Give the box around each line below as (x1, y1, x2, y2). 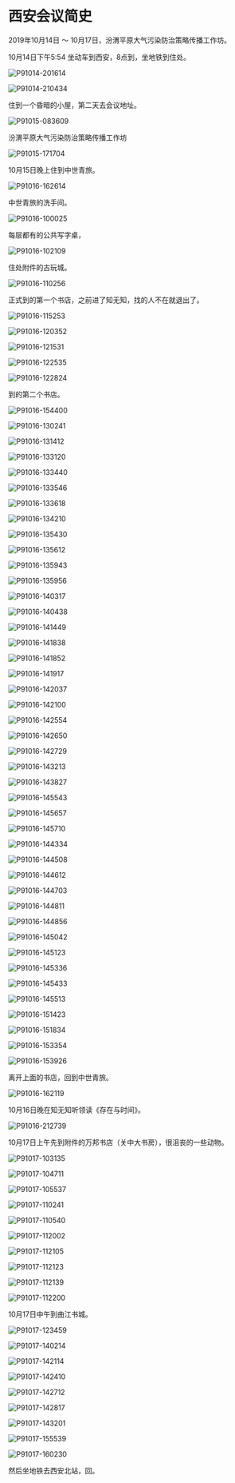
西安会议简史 (8, 7, 93, 26)
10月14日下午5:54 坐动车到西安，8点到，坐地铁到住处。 (8, 52, 191, 62)
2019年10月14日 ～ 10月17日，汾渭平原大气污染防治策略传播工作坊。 (8, 35, 232, 45)
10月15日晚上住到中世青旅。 (8, 165, 100, 174)
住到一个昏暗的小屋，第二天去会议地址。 (8, 100, 141, 110)
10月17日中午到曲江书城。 (8, 1309, 93, 1319)
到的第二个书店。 (8, 389, 65, 399)
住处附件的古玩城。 (8, 262, 72, 272)
